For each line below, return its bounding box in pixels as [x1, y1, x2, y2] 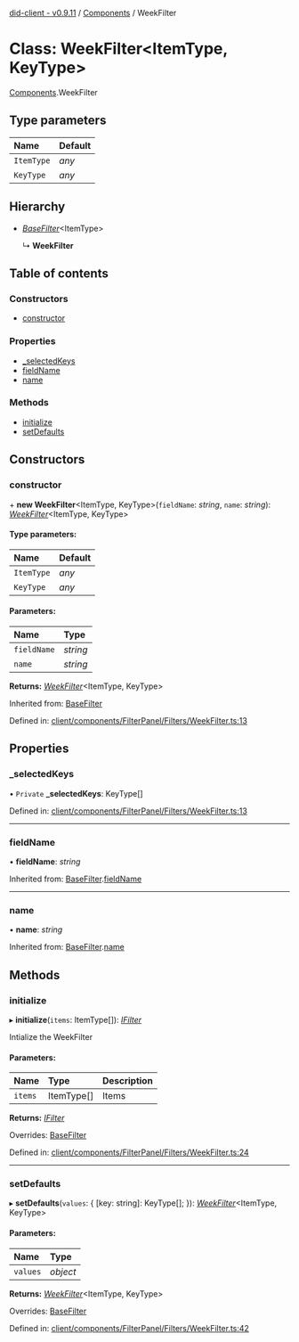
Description [101, 1075, 153, 1087]
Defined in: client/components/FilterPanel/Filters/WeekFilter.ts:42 [9, 1322, 249, 1333]
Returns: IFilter [9, 1113, 65, 1124]
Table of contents [9, 266, 109, 281]
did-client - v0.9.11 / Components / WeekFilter [9, 8, 177, 18]
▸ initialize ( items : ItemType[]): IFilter [9, 1014, 142, 1025]
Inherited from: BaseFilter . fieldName [9, 873, 142, 884]
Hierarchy [9, 200, 66, 215]
